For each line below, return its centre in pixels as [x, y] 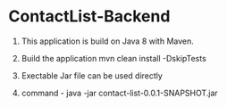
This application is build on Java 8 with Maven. [107, 41]
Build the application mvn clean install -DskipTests [113, 58]
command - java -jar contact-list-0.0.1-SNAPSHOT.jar [119, 93]
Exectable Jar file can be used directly [92, 75]
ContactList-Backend [89, 16]
